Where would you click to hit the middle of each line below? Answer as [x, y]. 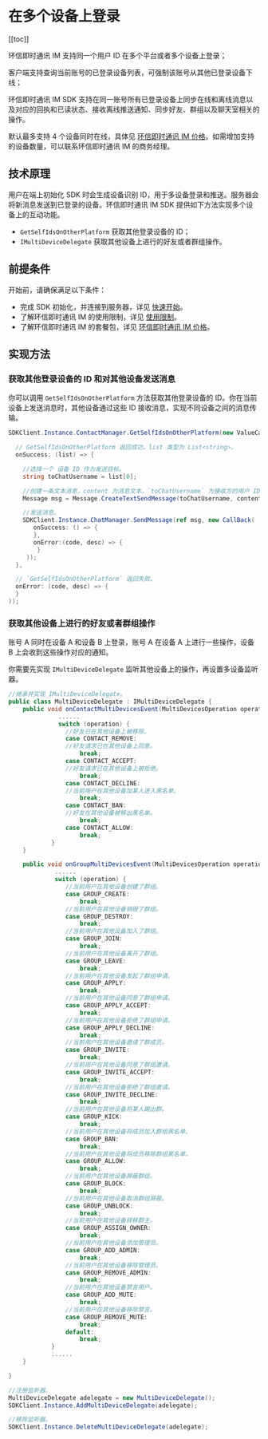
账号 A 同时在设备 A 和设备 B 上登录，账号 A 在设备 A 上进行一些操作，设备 [132, 642]
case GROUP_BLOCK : [96, 1184]
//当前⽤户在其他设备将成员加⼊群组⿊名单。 [128, 1131]
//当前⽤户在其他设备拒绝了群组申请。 [119, 1020]
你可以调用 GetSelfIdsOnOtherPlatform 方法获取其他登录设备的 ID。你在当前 [133, 398]
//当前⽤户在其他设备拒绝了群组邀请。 [119, 1087]
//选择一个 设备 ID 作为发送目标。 [74, 469]
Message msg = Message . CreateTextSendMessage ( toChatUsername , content [142, 498]
